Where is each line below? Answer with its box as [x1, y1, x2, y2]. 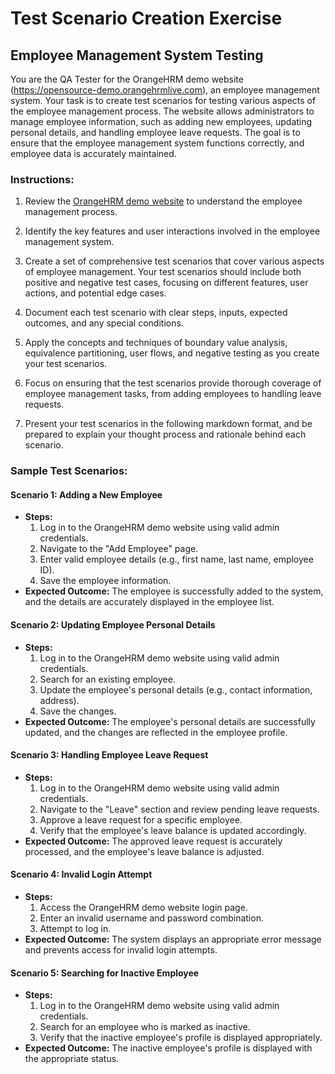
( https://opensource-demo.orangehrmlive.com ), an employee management [10, 84, 320, 96]
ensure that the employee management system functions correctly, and [10, 137, 305, 149]
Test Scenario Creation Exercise [10, 7, 283, 30]
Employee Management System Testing [10, 47, 264, 64]
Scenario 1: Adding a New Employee [10, 488, 163, 501]
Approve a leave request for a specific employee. [39, 813, 243, 826]
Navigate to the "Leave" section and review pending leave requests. [39, 803, 320, 815]
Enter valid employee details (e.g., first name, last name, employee [39, 553, 314, 566]
